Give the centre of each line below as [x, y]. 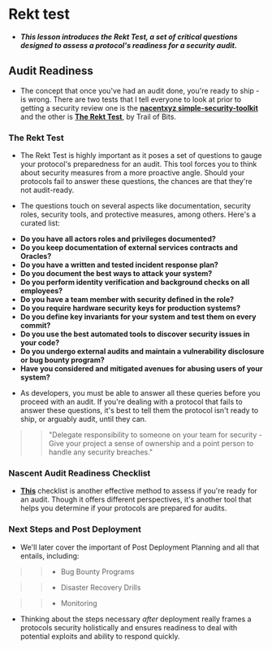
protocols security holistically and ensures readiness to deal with [129, 627]
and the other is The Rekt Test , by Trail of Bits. [98, 116]
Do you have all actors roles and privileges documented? [118, 239]
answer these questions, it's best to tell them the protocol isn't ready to [139, 410]
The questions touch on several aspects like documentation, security [136, 206]
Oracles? [36, 257]
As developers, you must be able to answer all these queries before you [140, 393]
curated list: [40, 223]
